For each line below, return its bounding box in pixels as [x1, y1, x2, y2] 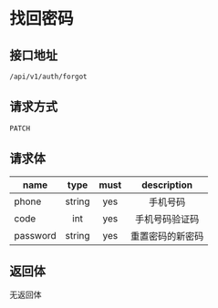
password [14, 229, 57, 241]
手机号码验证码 [135, 212, 200, 225]
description [140, 179, 193, 191]
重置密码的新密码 [130, 230, 204, 242]
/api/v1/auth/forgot [9, 72, 88, 81]
